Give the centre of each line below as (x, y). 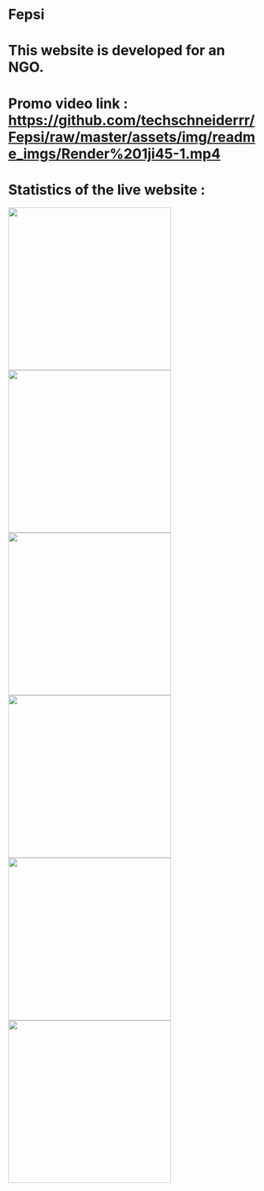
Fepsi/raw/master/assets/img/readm (132, 137)
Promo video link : (68, 103)
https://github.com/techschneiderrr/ (132, 120)
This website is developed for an (117, 51)
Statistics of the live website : (107, 190)
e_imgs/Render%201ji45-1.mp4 (114, 153)
